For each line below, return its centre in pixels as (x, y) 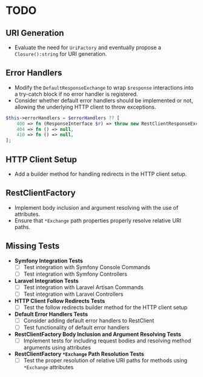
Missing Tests (33, 246)
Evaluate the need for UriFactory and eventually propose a (88, 47)
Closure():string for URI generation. (61, 54)
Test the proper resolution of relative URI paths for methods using (105, 361)
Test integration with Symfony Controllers (75, 274)
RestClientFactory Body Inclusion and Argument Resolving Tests (98, 335)
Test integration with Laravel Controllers (73, 294)
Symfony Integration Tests (48, 261)
